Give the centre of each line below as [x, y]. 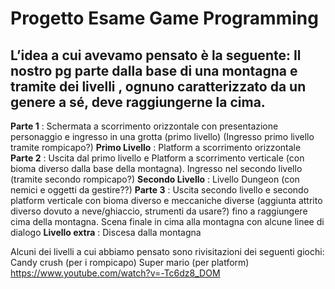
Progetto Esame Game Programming [164, 18]
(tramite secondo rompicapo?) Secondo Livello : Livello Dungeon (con [155, 179]
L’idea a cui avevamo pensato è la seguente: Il [156, 55]
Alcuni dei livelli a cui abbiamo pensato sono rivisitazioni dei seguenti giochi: [167, 251]
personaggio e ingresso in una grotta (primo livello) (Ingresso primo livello [162, 136]
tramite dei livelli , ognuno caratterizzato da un [158, 86]
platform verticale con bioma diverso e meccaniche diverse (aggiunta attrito [166, 200]
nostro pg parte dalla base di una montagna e [154, 70]
